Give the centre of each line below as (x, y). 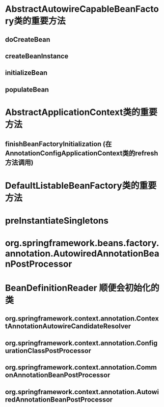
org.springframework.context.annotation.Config (82, 343)
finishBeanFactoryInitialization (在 (58, 144)
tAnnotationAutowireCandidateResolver (68, 326)
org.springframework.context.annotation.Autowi (82, 392)
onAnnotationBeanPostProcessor (58, 375)
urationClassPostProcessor (48, 351)
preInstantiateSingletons (57, 220)
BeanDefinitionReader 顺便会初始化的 (82, 288)
